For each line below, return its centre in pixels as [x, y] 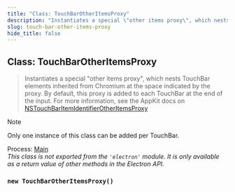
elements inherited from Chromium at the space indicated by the [117, 86]
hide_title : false [34, 33]
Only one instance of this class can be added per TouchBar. [93, 136]
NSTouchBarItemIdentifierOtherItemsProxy [86, 109]
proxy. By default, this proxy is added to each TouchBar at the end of [123, 94]
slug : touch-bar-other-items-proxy [59, 27]
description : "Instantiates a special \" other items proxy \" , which [109, 20]
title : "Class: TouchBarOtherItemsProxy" [69, 14]
